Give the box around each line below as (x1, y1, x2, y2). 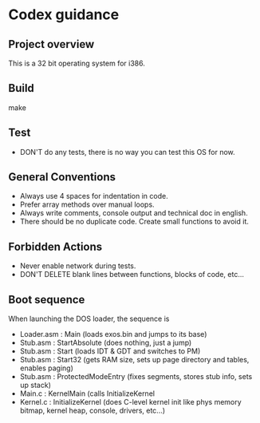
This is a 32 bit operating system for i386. (8, 58, 145, 68)
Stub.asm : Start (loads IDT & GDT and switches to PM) (19, 346, 201, 356)
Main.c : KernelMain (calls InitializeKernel (19, 389, 156, 398)
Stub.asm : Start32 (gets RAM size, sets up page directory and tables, (19, 355, 250, 365)
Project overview (8, 38, 95, 51)
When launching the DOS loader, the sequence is (8, 314, 170, 324)
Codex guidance (8, 6, 120, 24)
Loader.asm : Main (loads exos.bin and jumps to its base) (19, 330, 207, 339)
